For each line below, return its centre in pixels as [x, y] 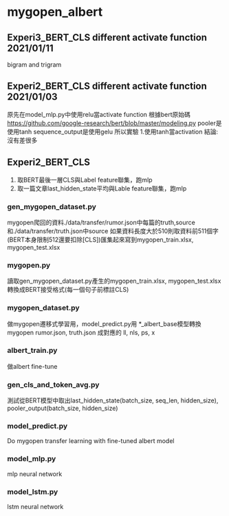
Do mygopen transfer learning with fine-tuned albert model [91, 441]
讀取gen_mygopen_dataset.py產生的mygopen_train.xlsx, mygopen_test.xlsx [114, 281]
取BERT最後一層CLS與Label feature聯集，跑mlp [85, 180]
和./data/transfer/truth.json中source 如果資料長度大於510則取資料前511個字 [113, 230]
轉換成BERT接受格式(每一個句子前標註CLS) [68, 290]
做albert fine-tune [32, 366]
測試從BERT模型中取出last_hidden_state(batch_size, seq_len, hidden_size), [113, 400]
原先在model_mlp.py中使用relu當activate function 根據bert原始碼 [99, 114]
